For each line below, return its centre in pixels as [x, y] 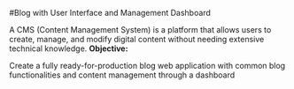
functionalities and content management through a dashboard [122, 75]
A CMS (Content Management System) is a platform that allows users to [140, 30]
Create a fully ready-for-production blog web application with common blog [147, 66]
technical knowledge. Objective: [69, 48]
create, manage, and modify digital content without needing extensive [137, 39]
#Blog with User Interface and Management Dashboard [110, 13]
